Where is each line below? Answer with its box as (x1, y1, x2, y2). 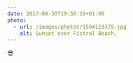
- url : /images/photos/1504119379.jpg (13, 23, 127, 30)
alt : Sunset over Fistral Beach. (20, 29, 118, 37)
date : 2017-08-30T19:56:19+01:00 (7, 10, 105, 17)
